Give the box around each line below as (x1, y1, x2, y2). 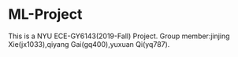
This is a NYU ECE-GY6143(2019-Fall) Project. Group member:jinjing (8, 31, 230, 41)
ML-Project (8, 5, 83, 23)
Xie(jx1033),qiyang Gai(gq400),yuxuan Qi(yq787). (8, 39, 170, 48)
